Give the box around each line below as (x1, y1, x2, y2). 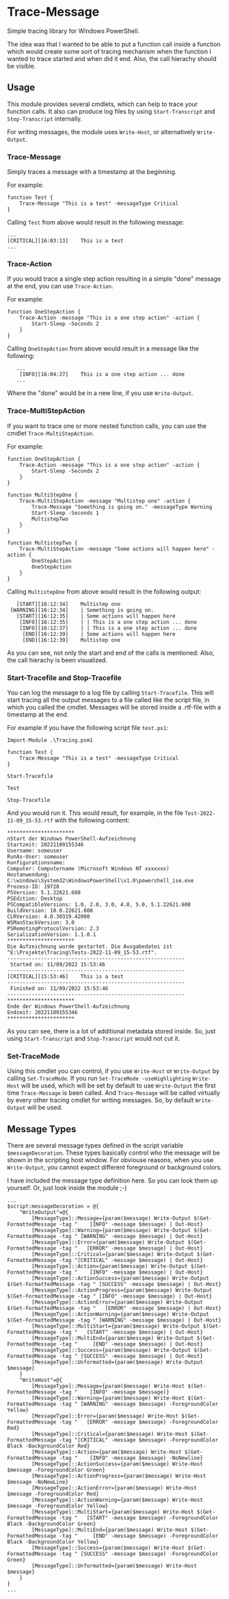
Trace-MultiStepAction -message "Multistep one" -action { (19, 497, 191, 504)
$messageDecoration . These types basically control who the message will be (7, 1148, 220, 1157)
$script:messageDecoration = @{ (7, 1203, 99, 1210)
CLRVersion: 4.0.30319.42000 (7, 913, 90, 920)
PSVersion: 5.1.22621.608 (7, 889, 81, 896)
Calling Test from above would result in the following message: (7, 218, 185, 227)
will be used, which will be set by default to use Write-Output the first (21, 1081, 217, 1090)
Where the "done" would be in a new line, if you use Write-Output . (7, 389, 193, 397)
